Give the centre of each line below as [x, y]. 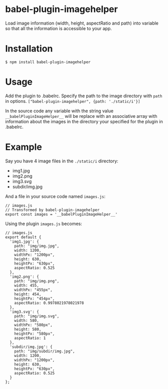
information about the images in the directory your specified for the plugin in [84, 121]
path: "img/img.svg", [37, 316]
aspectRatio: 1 [30, 338]
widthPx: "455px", [33, 290]
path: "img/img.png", [37, 281]
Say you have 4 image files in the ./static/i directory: [62, 161]
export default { [23, 237]
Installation [29, 49]
